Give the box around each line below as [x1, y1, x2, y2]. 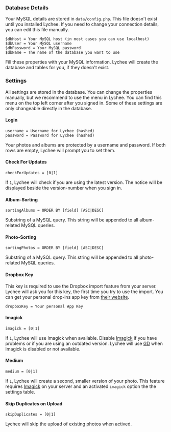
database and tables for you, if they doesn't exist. [5, 65, 110, 71]
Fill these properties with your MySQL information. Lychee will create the [5, 59, 158, 65]
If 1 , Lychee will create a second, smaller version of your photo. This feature [5, 378, 165, 384]
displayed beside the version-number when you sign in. [5, 185, 123, 191]
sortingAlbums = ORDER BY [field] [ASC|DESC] [5, 208, 104, 213]
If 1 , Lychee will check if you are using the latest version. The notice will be [5, 179, 162, 186]
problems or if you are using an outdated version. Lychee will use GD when [5, 340, 163, 346]
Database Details [5, 4, 48, 11]
